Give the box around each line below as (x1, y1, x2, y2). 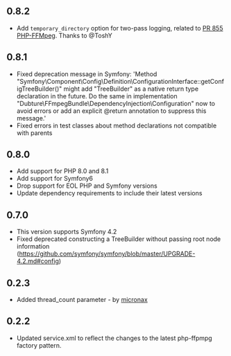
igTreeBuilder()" (16, 84, 62, 93)
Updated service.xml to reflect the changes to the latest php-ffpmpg (16, 334, 212, 342)
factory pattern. (16, 341, 62, 349)
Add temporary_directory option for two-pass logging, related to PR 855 (16, 24, 223, 32)
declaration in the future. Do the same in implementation (16, 91, 178, 100)
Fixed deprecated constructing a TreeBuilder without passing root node (16, 235, 221, 243)
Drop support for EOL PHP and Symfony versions (16, 181, 157, 190)
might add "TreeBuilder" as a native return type (63, 84, 199, 93)
